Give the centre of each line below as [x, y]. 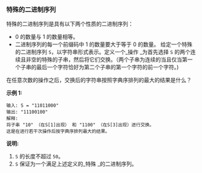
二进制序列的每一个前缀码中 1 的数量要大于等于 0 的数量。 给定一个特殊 [104, 44]
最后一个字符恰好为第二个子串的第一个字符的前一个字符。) [107, 67]
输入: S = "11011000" [33, 106]
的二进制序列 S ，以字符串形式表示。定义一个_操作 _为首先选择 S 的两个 [103, 52]
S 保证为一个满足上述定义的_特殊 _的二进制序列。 [76, 164]
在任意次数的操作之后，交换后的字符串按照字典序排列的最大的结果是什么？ [99, 80]
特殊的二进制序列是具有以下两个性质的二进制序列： [70, 24]
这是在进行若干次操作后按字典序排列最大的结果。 [58, 132]
